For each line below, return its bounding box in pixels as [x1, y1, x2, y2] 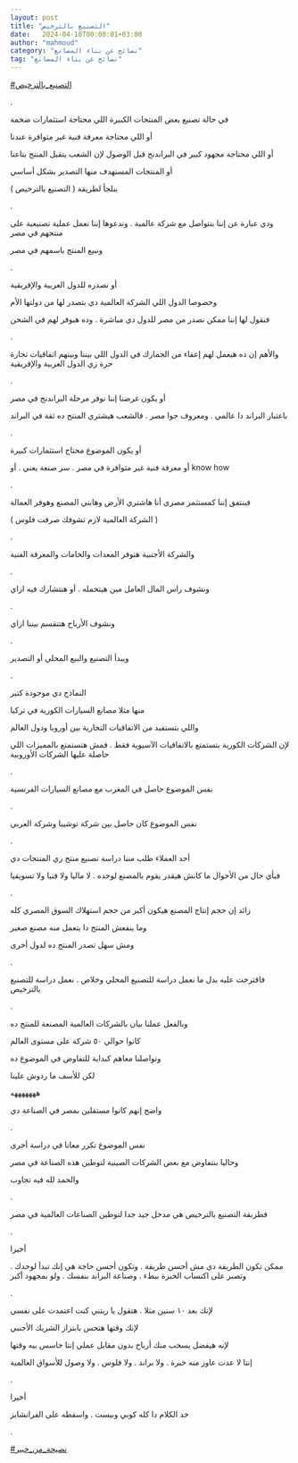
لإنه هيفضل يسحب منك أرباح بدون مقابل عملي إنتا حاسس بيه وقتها [10, 1340, 229, 1350]
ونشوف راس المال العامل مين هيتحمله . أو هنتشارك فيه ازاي [10, 583, 210, 594]
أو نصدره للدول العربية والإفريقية [10, 279, 118, 290]
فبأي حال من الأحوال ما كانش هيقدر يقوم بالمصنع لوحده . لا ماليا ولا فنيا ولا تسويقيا [10, 870, 281, 881]
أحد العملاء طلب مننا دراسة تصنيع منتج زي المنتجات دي [10, 853, 191, 863]
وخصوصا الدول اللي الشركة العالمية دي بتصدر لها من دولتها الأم [10, 297, 218, 307]
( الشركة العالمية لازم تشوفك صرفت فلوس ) [10, 514, 159, 524]
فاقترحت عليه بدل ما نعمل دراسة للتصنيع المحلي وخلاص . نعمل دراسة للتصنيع [10, 974, 266, 985]
